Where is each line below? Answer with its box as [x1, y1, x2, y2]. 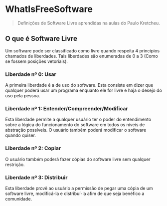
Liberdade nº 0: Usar [5, 71, 56, 78]
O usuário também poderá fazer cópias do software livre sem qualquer [5, 156, 151, 162]
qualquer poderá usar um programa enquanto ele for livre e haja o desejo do [5, 87, 162, 93]
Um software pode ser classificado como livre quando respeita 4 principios [5, 47, 160, 53]
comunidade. [5, 196, 32, 202]
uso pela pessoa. [5, 93, 40, 99]
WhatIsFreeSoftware [5, 3, 93, 15]
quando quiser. [5, 132, 36, 138]
